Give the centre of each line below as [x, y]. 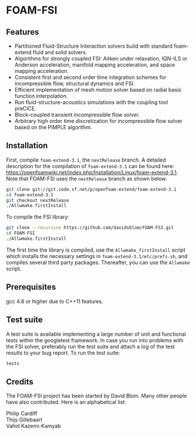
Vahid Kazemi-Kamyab [34, 426]
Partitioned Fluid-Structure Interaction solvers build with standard [93, 46]
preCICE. [25, 108]
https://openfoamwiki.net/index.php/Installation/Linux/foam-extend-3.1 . [92, 172]
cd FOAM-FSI [20, 233]
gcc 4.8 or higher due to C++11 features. [55, 301]
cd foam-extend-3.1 [30, 195]
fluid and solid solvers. [60, 52]
